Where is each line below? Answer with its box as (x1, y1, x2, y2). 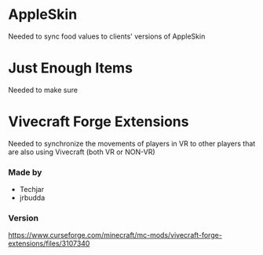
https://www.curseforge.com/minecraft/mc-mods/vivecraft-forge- (8, 231, 222, 240)
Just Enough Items (8, 59, 133, 77)
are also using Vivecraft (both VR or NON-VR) (8, 147, 155, 157)
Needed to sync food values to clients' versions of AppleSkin (8, 31, 206, 41)
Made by (8, 167, 42, 178)
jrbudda (19, 193, 46, 202)
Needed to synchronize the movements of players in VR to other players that (8, 139, 256, 148)
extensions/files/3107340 (8, 238, 90, 249)
